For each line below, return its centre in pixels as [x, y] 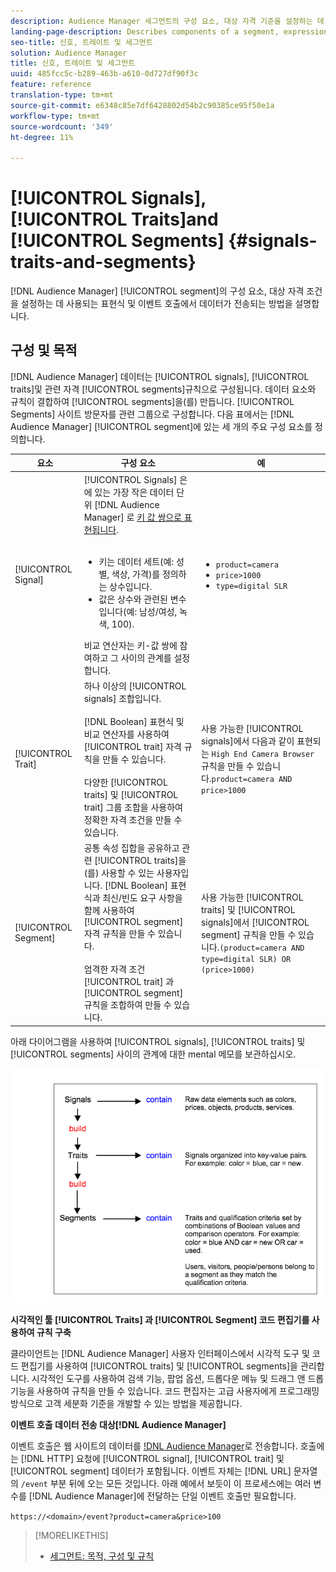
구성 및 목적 [44, 350]
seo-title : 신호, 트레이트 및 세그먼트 [81, 42]
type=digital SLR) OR [246, 959]
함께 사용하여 [109, 911]
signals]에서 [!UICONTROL [255, 922]
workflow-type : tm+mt [55, 116]
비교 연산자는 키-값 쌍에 [130, 645]
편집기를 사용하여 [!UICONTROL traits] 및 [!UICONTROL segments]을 [159, 1366]
